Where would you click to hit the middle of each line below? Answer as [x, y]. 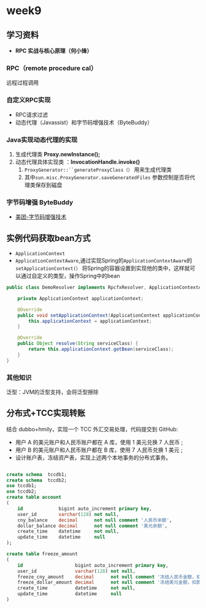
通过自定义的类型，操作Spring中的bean [71, 276]
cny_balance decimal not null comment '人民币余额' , [95, 520]
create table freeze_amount [42, 554]
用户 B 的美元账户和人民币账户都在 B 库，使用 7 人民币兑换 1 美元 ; [99, 450]
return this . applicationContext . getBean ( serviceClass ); [101, 349]
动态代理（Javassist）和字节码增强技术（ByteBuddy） [84, 122]
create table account [34, 498]
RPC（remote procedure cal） [52, 68]
